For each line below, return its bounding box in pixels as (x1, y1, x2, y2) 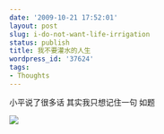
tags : (9, 63, 30, 72)
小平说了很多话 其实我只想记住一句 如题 (9, 96, 155, 107)
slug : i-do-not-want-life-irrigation (9, 29, 151, 38)
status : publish (9, 38, 70, 47)
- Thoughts (9, 71, 50, 80)
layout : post (9, 21, 58, 30)
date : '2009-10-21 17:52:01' (9, 13, 118, 22)
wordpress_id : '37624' (9, 54, 94, 63)
